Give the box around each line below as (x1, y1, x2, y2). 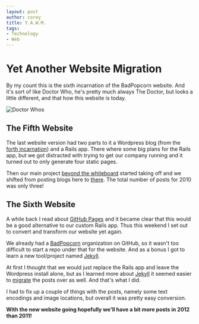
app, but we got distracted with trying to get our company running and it (6, 151, 183, 158)
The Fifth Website (6, 123, 73, 133)
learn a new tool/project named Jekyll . (6, 252, 100, 259)
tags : (6, 25, 20, 32)
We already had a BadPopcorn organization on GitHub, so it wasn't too (6, 239, 179, 247)
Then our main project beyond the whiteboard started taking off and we (6, 169, 181, 176)
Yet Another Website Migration (6, 62, 162, 76)
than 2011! (6, 312, 33, 319)
